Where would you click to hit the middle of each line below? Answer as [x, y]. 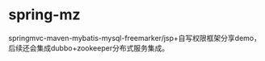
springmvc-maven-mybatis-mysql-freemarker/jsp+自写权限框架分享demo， [135, 38]
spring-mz [44, 15]
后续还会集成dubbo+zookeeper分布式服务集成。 [89, 48]
